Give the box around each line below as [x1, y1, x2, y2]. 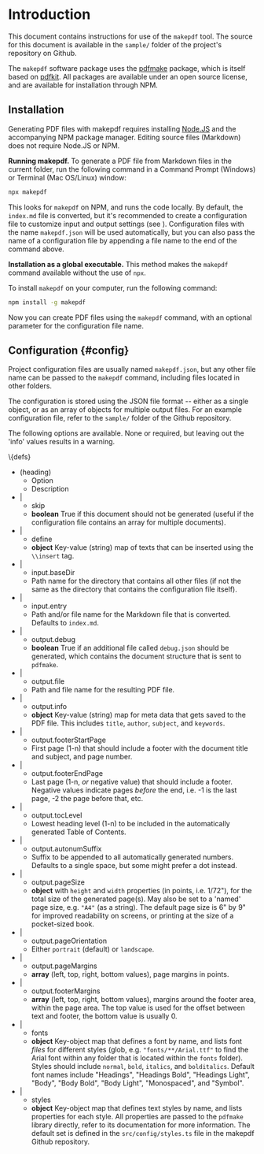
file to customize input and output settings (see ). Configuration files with [8, 219, 245, 228]
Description [31, 484, 69, 494]
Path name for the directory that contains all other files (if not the [31, 577, 242, 586]
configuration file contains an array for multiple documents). [31, 518, 226, 527]
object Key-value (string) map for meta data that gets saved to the [31, 711, 246, 720]
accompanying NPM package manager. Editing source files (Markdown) [8, 132, 241, 142]
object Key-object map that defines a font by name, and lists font [31, 1037, 242, 1046]
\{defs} [8, 452, 31, 462]
